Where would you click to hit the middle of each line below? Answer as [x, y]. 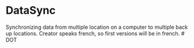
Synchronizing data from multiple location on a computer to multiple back [97, 27]
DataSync [31, 10]
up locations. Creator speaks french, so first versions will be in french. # [95, 33]
